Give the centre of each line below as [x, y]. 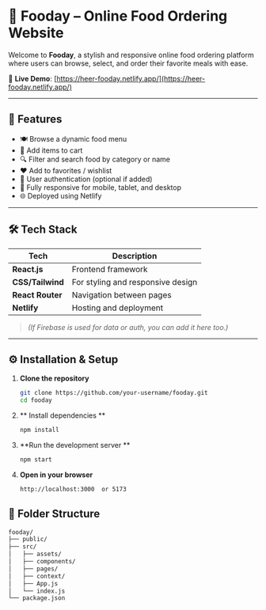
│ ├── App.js [33, 583]
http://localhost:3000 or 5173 [73, 489]
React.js [28, 269]
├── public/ [28, 540]
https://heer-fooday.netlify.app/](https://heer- [131, 78]
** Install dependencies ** [63, 415]
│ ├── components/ [42, 562]
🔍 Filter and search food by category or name [95, 159]
